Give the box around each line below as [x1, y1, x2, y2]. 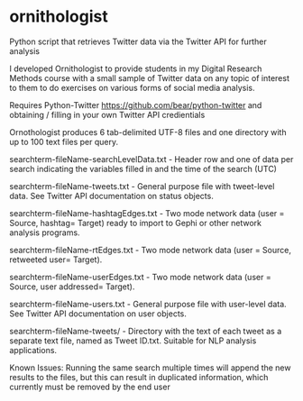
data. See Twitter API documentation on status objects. [9, 190, 214, 201]
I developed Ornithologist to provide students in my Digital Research [9, 63, 262, 74]
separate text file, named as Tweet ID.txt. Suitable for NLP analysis [9, 335, 257, 346]
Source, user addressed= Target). [9, 281, 135, 292]
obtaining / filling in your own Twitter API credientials [9, 109, 206, 120]
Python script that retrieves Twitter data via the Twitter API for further [9, 36, 268, 47]
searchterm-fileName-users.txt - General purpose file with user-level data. [9, 298, 287, 309]
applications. [9, 344, 57, 355]
